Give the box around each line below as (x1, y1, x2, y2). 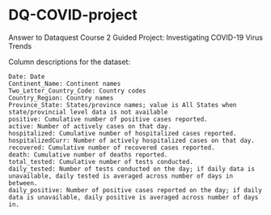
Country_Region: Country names (8, 93, 114, 102)
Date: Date (8, 72, 45, 80)
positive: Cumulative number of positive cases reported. (8, 115, 208, 123)
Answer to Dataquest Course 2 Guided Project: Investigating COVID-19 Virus (8, 32, 263, 42)
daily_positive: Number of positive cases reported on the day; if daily (8, 186, 263, 194)
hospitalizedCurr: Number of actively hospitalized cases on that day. (8, 136, 255, 144)
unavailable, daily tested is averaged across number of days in (8, 172, 233, 180)
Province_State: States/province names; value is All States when (8, 101, 237, 109)
